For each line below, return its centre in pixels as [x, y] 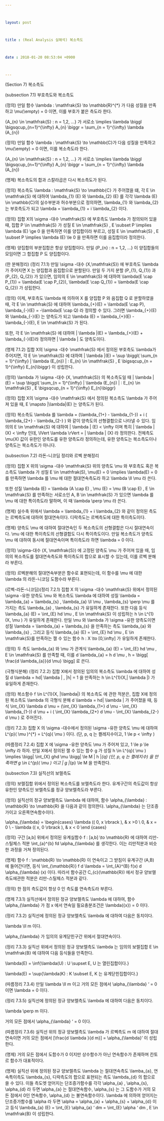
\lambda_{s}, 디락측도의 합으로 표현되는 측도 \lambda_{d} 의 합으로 [91, 1077]
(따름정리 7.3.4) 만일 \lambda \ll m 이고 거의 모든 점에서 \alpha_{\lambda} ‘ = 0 [81, 984]
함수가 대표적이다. [27, 1061]
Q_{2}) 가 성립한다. [23, 288]
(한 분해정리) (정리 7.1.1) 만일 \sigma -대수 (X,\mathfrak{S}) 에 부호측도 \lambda [82, 264]
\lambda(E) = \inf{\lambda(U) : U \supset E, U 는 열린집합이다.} [67, 964]
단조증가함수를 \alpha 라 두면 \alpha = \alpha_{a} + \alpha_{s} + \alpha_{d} [78, 1101]
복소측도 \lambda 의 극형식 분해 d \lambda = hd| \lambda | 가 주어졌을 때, [81, 700]
